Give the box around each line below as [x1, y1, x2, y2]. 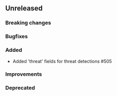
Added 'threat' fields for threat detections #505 [12, 58, 112, 64]
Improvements [5, 71, 42, 78]
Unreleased [5, 4, 43, 13]
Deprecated [5, 84, 36, 91]
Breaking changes [5, 19, 51, 26]
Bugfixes [5, 33, 28, 40]
